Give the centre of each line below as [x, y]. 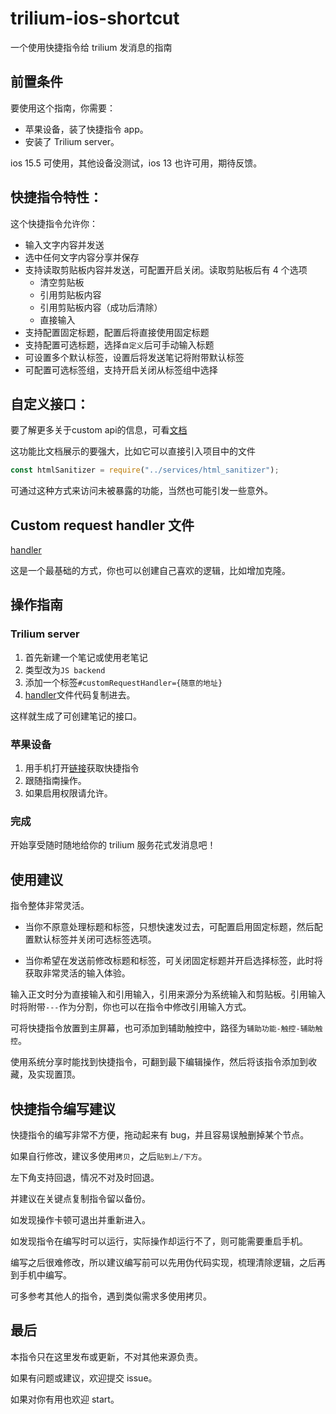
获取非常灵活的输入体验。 [77, 973]
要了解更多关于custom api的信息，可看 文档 [99, 430]
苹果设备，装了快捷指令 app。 [86, 129]
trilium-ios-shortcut [95, 18]
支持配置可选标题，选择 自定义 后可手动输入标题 [119, 344]
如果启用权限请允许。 [68, 793]
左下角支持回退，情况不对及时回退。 [85, 1177]
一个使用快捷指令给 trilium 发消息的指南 [91, 47]
